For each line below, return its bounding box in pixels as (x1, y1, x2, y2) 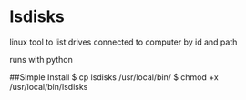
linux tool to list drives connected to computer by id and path (9, 36, 238, 47)
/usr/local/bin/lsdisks (9, 81, 88, 92)
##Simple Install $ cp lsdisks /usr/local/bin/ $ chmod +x (9, 71, 219, 83)
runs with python (9, 54, 73, 65)
